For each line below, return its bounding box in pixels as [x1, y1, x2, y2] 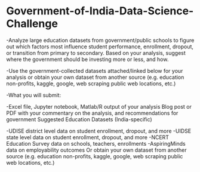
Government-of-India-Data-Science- [6, 4, 194, 18]
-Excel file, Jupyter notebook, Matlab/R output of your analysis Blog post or [6, 103, 192, 110]
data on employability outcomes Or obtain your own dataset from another [6, 146, 187, 153]
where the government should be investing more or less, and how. [6, 56, 169, 63]
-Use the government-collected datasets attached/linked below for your [6, 67, 183, 74]
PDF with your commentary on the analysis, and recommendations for [6, 109, 179, 116]
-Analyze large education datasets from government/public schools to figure [6, 36, 195, 44]
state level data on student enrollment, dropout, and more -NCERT [6, 133, 169, 141]
